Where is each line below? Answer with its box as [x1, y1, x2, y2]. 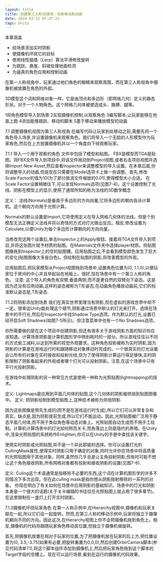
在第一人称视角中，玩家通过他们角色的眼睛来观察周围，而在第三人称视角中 [5, 80, 154, 85]
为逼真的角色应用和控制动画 [12, 69, 68, 75]
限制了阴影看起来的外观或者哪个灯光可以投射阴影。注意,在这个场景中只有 [9, 358, 155, 364]
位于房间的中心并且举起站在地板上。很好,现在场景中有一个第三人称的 [9, 271, 147, 277]
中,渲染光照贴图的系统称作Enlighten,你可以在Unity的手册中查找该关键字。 [5, 432, 152, 437]
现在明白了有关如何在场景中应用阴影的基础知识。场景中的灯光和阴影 [18, 482, 155, 488]
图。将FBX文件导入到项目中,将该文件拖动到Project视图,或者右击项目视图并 [5, 157, 153, 163]
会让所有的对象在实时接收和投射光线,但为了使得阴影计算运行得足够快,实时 [5, 352, 152, 358]
